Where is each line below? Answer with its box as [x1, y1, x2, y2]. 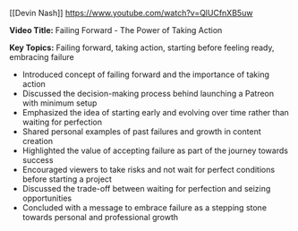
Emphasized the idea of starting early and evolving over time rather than [21, 107, 289, 117]
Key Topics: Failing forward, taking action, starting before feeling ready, [9, 42, 275, 53]
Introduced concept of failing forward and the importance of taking [21, 69, 270, 80]
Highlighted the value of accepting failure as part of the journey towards [21, 145, 289, 156]
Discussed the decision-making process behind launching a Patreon [21, 89, 275, 98]
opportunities [21, 192, 72, 203]
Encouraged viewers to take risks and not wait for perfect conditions [21, 165, 276, 175]
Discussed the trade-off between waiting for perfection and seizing [21, 184, 271, 193]
